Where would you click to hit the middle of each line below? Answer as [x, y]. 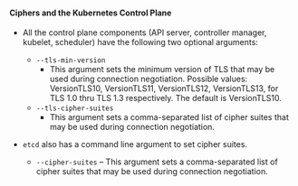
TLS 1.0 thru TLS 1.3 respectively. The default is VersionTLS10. [166, 98]
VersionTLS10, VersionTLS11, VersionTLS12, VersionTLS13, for [164, 88]
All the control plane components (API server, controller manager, [144, 33]
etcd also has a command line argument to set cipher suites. [135, 144]
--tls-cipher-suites [75, 108]
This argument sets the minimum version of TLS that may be [162, 70]
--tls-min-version [71, 60]
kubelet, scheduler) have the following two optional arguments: [140, 42]
